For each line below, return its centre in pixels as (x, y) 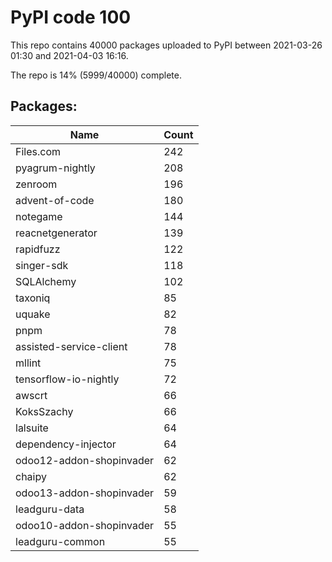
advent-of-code (55, 200)
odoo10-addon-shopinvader (85, 525)
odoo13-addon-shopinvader (85, 493)
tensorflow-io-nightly (67, 379)
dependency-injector (66, 444)
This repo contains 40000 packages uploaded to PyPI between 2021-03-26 (166, 45)
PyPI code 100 (71, 17)
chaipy (31, 476)
